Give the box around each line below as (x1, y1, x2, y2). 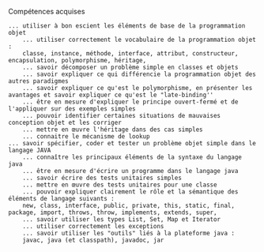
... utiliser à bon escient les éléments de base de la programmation (8, 22, 246, 30)
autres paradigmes (8, 77, 69, 85)
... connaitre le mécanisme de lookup (22, 133, 150, 141)
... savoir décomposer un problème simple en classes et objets (22, 63, 239, 71)
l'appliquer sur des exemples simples (8, 105, 136, 113)
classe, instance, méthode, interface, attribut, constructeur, (22, 50, 239, 58)
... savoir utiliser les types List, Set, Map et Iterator (22, 216, 221, 224)
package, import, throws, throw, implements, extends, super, (8, 209, 217, 216)
